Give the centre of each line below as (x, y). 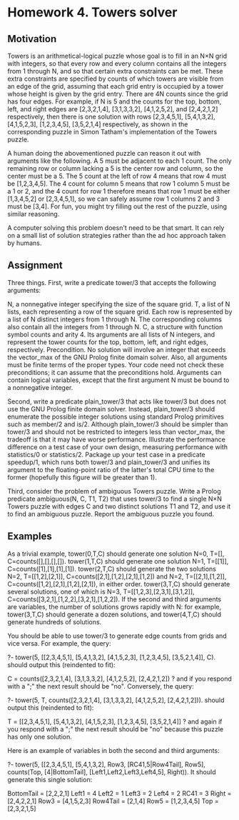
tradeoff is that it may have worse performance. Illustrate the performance (117, 439)
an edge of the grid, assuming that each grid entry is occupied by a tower (116, 86)
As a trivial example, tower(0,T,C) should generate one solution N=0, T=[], (116, 554)
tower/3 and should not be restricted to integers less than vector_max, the (116, 431)
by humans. (25, 243)
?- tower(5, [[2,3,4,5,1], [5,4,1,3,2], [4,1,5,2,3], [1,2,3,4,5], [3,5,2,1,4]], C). (112, 657)
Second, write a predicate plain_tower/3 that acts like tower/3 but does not (117, 401)
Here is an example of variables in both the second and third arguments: (113, 750)
